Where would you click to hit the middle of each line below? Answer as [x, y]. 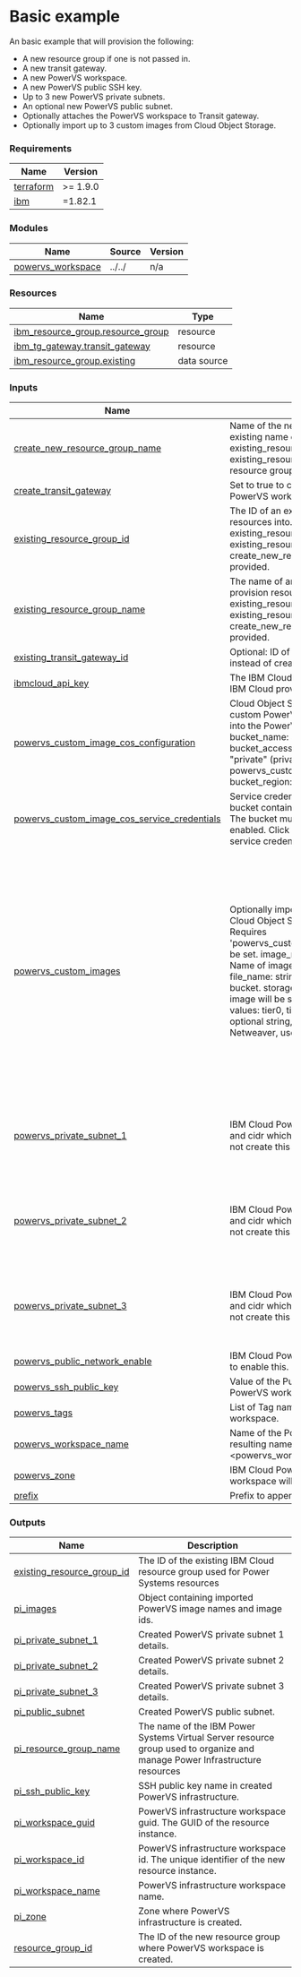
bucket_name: [259, 737]
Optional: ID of [260, 652]
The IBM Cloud [261, 678]
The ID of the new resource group [209, 1937]
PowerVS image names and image [210, 1609]
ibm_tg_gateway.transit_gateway [82, 346]
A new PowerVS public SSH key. [82, 87]
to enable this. [259, 1367]
